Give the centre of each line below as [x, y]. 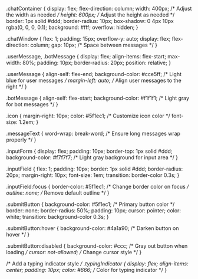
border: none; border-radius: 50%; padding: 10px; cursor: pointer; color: [94, 211]
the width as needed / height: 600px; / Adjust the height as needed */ [90, 15]
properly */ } [21, 140]
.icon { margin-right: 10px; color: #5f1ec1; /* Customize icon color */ [88, 116]
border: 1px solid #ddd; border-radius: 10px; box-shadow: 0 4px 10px [90, 21]
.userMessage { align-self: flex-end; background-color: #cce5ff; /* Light [94, 74]
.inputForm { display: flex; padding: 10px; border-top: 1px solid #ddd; [89, 151]
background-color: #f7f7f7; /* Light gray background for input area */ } [92, 157]
